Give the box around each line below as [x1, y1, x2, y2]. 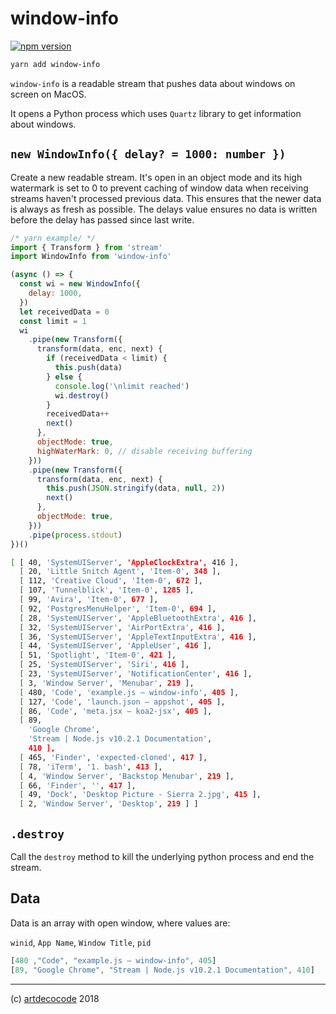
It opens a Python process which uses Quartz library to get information [10, 107, 302, 119]
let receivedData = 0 [19, 307, 110, 317]
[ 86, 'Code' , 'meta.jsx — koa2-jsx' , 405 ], [19, 706, 213, 716]
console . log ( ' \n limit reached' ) [54, 381, 190, 391]
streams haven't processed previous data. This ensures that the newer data [10, 192, 322, 204]
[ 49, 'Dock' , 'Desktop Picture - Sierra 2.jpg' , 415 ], [19, 790, 262, 800]
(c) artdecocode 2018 [10, 992, 100, 1004]
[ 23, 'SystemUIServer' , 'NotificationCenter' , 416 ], [19, 669, 253, 679]
